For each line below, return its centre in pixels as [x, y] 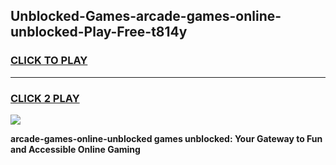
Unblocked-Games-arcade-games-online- [146, 16]
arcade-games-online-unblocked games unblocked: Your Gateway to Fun [166, 138]
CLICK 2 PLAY [45, 98]
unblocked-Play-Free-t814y [99, 32]
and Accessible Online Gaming [75, 149]
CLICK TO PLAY [49, 61]
